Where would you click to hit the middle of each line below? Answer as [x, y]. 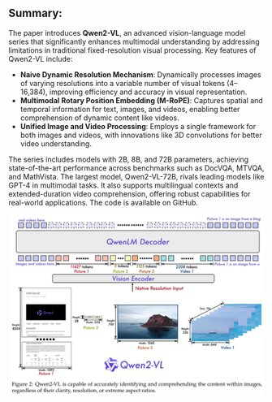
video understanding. [56, 143]
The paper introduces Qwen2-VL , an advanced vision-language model [127, 32]
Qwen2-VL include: [41, 58]
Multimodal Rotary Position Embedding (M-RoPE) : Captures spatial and [142, 100]
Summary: [35, 13]
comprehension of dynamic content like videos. [100, 118]
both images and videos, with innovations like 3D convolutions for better [141, 135]
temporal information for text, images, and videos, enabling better [130, 109]
